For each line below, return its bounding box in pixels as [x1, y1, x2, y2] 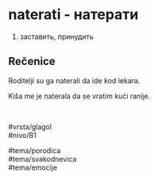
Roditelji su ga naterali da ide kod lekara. [8, 75, 141, 85]
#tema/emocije [8, 163, 58, 172]
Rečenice [8, 55, 56, 68]
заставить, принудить [19, 32, 94, 41]
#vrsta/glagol [8, 121, 52, 132]
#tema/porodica [8, 145, 61, 155]
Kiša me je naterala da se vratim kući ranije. [8, 91, 151, 101]
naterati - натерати [8, 6, 139, 24]
